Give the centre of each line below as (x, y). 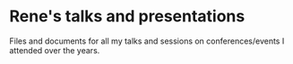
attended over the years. (55, 50)
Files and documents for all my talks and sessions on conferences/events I (147, 41)
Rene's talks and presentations (127, 16)
